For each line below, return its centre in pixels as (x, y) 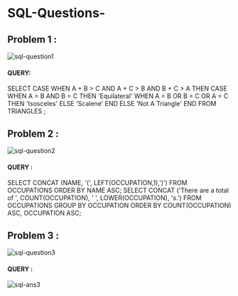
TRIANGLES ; (27, 111)
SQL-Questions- (56, 13)
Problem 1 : (32, 39)
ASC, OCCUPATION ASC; (44, 213)
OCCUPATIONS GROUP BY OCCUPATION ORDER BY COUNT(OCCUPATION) (119, 206)
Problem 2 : (33, 133)
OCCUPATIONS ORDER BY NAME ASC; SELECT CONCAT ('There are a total (118, 191)
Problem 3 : (33, 235)
